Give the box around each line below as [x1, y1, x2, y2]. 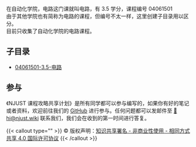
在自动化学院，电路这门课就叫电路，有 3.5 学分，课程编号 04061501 [6, 5, 173, 12]
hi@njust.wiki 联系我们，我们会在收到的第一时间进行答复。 [6, 114, 150, 121]
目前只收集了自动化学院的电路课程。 [6, 27, 95, 35]
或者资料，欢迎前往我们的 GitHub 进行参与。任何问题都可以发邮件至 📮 [6, 107, 178, 114]
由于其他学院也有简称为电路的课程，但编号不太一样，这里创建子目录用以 [6, 12, 183, 20]
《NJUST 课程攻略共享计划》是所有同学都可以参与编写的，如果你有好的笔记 [6, 99, 189, 107]
